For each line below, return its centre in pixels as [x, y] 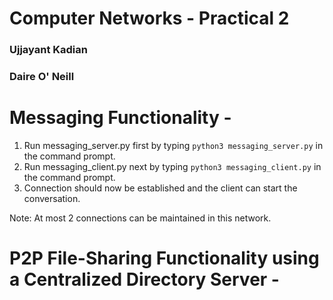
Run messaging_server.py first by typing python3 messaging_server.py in [173, 145]
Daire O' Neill [42, 77]
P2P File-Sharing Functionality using [164, 258]
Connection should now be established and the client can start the [160, 188]
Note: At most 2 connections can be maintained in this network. [140, 218]
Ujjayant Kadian [48, 50]
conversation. [52, 198]
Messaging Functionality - [120, 118]
